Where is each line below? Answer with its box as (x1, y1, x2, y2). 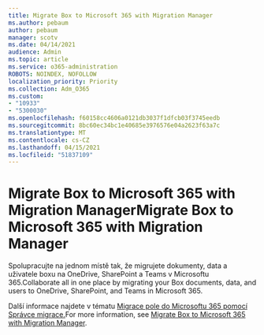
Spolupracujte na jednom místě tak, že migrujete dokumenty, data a (8, 261, 228, 270)
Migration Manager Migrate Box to (8, 202, 234, 219)
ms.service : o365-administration (8, 63, 118, 71)
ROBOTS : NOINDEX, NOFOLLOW (8, 70, 97, 78)
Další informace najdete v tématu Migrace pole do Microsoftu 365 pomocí (8, 301, 248, 311)
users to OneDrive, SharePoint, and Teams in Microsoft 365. (8, 286, 203, 296)
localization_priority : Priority (8, 77, 118, 85)
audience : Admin (8, 48, 61, 56)
